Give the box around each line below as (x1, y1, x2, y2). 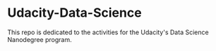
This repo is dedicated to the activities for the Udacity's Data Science (7, 28, 210, 36)
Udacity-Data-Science (7, 5, 143, 21)
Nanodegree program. (7, 35, 72, 43)
